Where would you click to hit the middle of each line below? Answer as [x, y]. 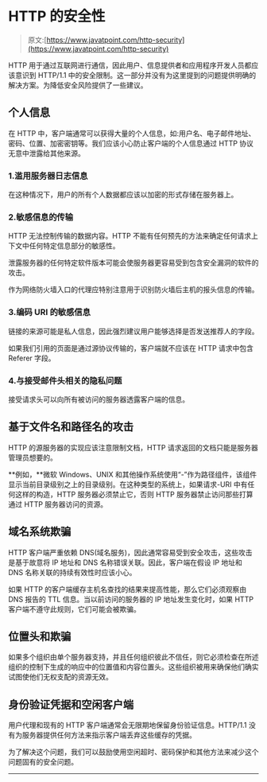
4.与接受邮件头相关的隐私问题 [65, 380]
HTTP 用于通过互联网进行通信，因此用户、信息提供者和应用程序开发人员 [126, 65]
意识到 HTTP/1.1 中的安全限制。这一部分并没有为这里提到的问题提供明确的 [135, 75]
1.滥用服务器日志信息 [48, 176]
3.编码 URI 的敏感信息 [50, 313]
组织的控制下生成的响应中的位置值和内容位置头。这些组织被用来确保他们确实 [133, 667]
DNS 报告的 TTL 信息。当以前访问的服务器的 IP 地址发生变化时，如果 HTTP [131, 599]
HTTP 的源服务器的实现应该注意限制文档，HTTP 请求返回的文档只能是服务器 [133, 447]
